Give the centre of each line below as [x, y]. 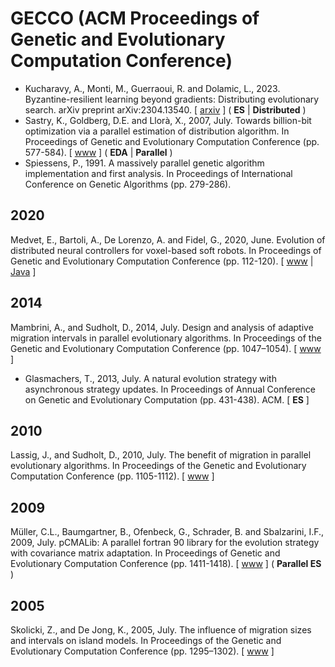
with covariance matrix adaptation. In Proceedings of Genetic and [145, 553]
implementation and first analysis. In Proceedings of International [158, 173]
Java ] [23, 271]
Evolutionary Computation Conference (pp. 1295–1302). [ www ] [142, 651]
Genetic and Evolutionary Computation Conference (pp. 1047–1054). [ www [166, 348]
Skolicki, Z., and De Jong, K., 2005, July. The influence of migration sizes [161, 630]
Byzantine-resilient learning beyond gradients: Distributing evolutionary [172, 99]
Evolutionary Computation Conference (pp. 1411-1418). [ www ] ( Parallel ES [166, 564]
